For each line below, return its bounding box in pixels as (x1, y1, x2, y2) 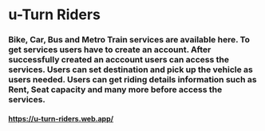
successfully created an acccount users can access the (8, 54, 230, 65)
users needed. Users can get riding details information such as (8, 74, 257, 85)
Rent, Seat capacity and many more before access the (8, 84, 223, 95)
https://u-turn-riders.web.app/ (8, 113, 114, 123)
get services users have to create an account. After (8, 44, 212, 55)
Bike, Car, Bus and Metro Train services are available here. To (8, 34, 250, 46)
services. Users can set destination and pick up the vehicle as (8, 64, 253, 75)
